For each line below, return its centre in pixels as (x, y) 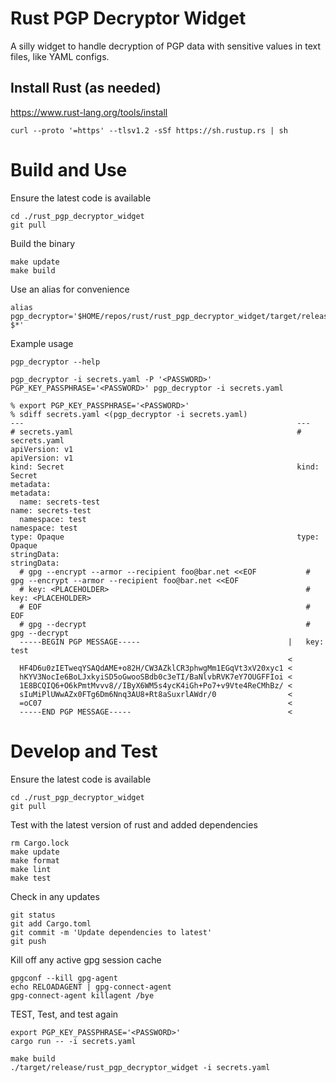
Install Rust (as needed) (86, 88)
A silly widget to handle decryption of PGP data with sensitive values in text (165, 46)
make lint (31, 869)
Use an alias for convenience (70, 289)
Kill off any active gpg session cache (86, 959)
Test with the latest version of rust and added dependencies (134, 824)
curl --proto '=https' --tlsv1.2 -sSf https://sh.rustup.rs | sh (149, 130)
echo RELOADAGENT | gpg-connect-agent (91, 987)
